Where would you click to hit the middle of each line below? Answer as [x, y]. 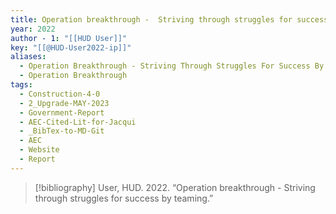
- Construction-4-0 [60, 94]
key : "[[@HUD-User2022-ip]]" [71, 47]
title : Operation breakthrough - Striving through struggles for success [169, 19]
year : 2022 [33, 29]
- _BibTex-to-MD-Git [62, 131]
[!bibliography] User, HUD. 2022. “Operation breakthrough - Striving [175, 187]
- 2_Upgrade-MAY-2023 [64, 103]
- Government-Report [62, 112]
